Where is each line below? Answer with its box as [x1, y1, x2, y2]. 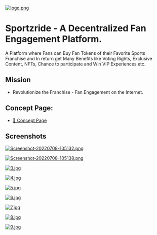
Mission [5, 76, 31, 84]
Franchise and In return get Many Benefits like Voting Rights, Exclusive [5, 55, 152, 61]
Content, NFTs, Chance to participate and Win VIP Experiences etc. [5, 61, 146, 67]
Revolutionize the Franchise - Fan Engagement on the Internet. [12, 89, 143, 95]
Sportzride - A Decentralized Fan [5, 23, 147, 34]
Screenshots [5, 132, 47, 141]
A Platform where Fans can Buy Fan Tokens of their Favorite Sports [5, 50, 145, 56]
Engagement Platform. [5, 33, 102, 45]
